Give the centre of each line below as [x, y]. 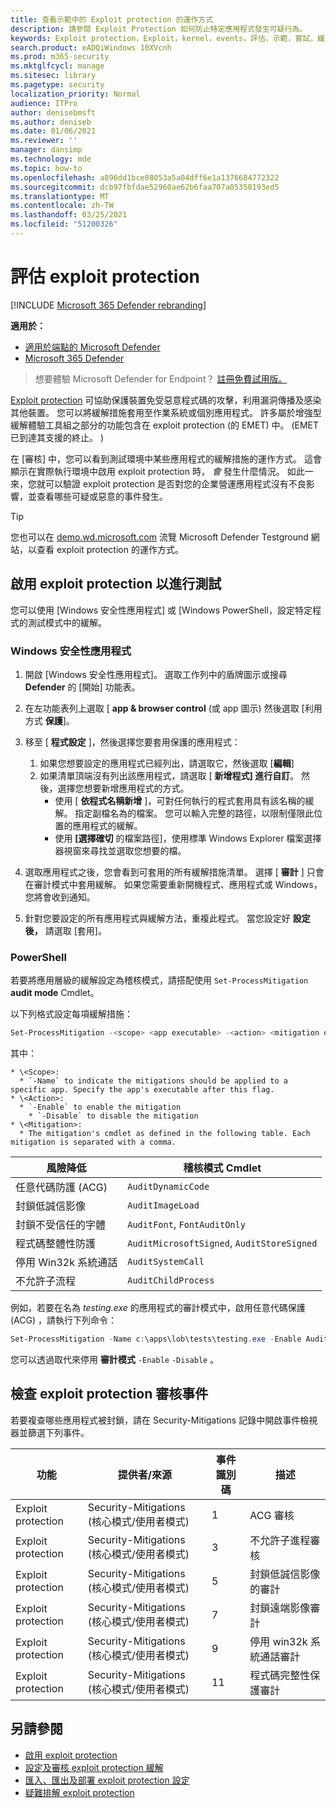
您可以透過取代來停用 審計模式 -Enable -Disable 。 [115, 1359]
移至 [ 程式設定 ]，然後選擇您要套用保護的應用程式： [132, 742]
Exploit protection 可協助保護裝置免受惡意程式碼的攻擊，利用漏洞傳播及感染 [166, 400]
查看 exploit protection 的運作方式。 [110, 549]
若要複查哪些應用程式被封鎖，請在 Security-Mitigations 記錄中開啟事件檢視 [164, 1420]
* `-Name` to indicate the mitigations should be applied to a [153, 1081]
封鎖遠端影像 [280, 1608]
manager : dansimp [46, 150]
